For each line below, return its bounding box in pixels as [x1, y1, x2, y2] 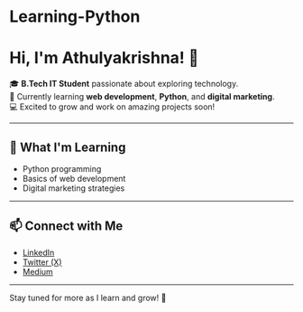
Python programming [22, 163, 102, 174]
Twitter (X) [22, 256, 62, 268]
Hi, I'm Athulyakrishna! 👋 [9, 48, 199, 69]
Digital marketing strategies [22, 183, 125, 194]
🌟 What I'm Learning [9, 139, 126, 155]
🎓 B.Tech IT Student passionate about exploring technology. [9, 79, 239, 90]
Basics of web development [22, 173, 126, 184]
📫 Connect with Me [9, 219, 124, 234]
